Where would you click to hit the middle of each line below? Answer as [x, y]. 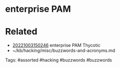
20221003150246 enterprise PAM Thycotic [56, 45]
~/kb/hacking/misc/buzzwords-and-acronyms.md [64, 51]
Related [21, 32]
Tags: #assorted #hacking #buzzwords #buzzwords [59, 60]
